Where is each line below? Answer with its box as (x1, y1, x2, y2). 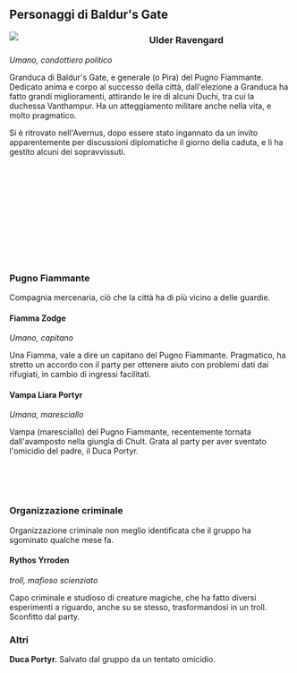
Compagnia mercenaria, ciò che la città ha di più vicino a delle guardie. (9, 291, 271, 303)
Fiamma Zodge (9, 313, 67, 324)
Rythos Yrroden (9, 555, 70, 565)
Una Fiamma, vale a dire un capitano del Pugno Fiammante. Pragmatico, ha (9, 349, 286, 361)
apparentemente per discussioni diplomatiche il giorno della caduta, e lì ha (9, 136, 284, 147)
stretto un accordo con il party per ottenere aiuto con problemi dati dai (9, 359, 269, 370)
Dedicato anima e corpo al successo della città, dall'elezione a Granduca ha (9, 81, 289, 92)
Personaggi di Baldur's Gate (9, 7, 168, 22)
